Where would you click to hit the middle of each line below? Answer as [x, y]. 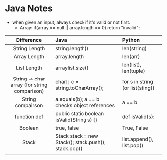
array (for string [29, 85]
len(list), [132, 64]
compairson [29, 105]
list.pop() [133, 145]
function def [29, 116]
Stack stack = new [77, 136]
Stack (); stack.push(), [81, 142]
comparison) [29, 91]
